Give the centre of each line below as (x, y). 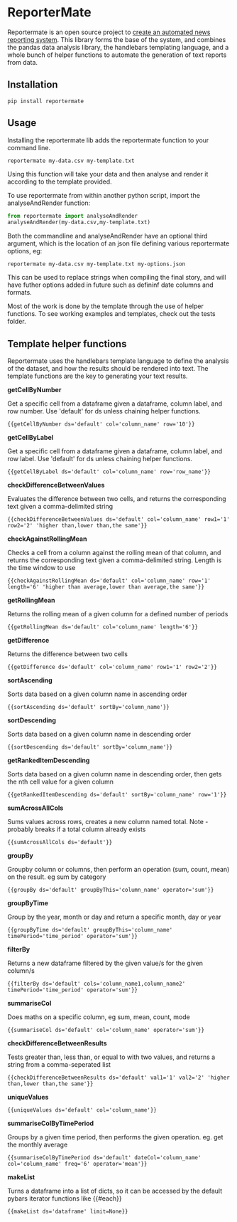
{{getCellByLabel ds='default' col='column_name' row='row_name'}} (109, 472)
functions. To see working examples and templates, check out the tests (112, 314)
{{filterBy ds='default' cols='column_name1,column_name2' (97, 984)
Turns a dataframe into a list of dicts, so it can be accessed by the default (115, 1191)
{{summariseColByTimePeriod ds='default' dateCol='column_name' (104, 1158)
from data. (22, 62)
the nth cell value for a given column (61, 782)
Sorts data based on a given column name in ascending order (98, 694)
